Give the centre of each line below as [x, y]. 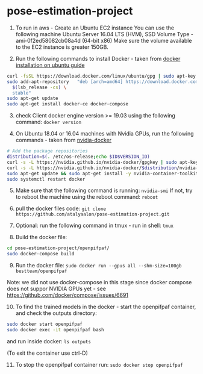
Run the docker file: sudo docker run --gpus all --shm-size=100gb [98, 266]
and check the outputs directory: [56, 313]
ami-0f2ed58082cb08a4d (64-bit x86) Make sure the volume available [104, 40]
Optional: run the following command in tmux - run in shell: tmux [95, 226]
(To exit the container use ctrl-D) [47, 353]
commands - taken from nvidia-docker [64, 140]
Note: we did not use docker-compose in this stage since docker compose [99, 282]
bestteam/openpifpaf [41, 271]
